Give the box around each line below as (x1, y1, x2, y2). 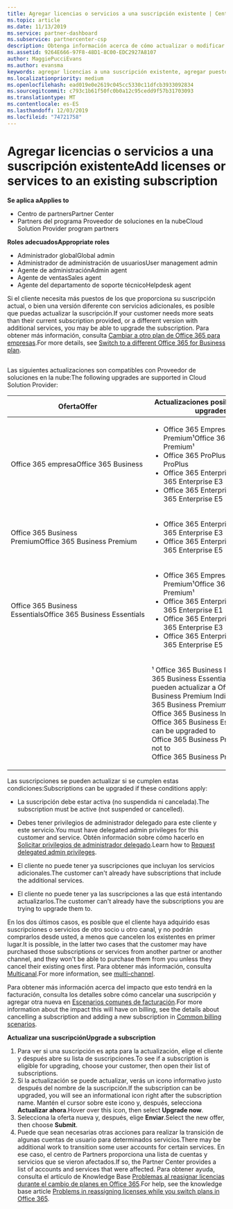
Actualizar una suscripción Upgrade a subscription (7, 1033, 156, 1042)
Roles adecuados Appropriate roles (7, 238, 110, 246)
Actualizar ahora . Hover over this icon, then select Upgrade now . (17, 1105, 204, 1114)
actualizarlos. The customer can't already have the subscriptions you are (17, 897, 224, 905)
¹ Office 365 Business (151, 665, 223, 675)
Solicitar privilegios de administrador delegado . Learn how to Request (17, 840, 215, 848)
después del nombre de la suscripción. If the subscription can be (17, 1083, 202, 1092)
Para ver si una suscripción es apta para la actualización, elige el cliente (17, 1046, 223, 1055)
